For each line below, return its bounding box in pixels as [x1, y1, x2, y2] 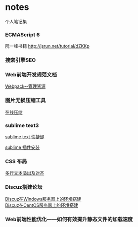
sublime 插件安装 [5, 144, 40, 150]
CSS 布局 [5, 158, 27, 165]
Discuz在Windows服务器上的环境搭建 [5, 196, 82, 202]
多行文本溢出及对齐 [5, 170, 45, 176]
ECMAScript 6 [5, 31, 40, 38]
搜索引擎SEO [5, 57, 36, 63]
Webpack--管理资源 [5, 83, 46, 89]
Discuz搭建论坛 [5, 184, 43, 191]
